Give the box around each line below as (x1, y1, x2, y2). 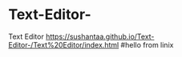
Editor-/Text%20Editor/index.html (8, 40, 119, 49)
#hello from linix (120, 40, 174, 49)
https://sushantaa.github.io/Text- (45, 32, 155, 41)
